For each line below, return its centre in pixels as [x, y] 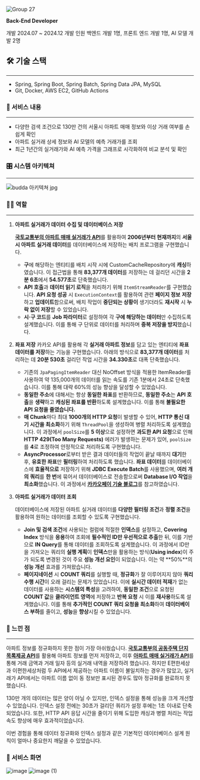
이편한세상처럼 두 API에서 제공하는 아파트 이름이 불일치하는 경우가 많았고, [97, 670]
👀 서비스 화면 [24, 757]
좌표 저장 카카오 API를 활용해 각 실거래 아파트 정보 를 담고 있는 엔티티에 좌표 [102, 344]
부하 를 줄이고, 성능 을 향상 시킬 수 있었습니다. [81, 611]
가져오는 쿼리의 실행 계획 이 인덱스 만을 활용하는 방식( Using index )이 [109, 551]
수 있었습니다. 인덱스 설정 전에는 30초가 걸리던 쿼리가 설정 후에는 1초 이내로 [94, 705]
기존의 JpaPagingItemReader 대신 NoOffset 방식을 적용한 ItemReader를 [107, 372]
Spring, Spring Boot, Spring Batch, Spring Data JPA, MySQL [88, 84]
